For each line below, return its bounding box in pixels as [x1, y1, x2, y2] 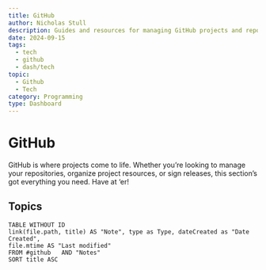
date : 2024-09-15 [8, 33, 66, 42]
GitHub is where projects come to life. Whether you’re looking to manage [8, 160, 246, 170]
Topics [8, 200, 43, 214]
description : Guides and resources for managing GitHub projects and [8, 26, 243, 34]
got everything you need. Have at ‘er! [8, 177, 129, 187]
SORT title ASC [8, 255, 59, 264]
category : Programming [8, 93, 83, 101]
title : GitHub [8, 11, 55, 20]
